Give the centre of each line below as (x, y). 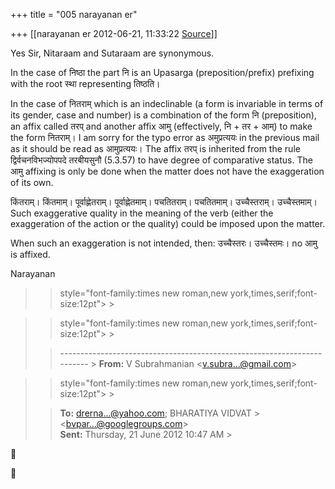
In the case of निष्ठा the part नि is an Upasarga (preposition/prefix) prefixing (162, 72)
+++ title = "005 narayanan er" (74, 14)
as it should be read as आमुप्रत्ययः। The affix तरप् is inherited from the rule (155, 148)
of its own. (32, 182)
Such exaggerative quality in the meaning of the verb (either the (142, 213)
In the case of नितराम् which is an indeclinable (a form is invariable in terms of (167, 103)
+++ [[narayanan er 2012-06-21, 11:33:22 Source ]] (114, 33)
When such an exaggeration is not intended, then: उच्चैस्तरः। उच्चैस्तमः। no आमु (164, 243)
